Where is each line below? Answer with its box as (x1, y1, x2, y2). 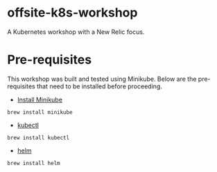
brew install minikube (7, 108, 73, 115)
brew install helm (7, 160, 60, 166)
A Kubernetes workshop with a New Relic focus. (7, 28, 145, 36)
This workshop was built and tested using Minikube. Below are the (7, 75, 197, 83)
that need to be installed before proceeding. (37, 82, 163, 90)
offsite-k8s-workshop (7, 5, 138, 21)
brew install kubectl (7, 134, 70, 141)
